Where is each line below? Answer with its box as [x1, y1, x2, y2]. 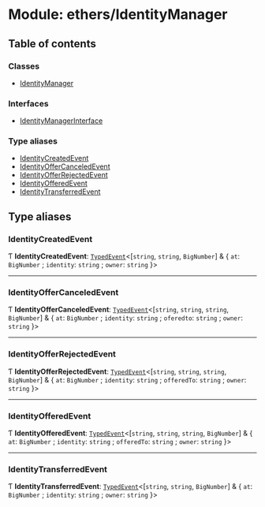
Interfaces [8, 98, 49, 109]
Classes [8, 61, 40, 72]
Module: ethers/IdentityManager [8, 6, 228, 24]
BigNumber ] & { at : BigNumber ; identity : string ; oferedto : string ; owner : [8, 313, 243, 322]
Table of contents [8, 37, 96, 50]
